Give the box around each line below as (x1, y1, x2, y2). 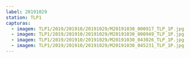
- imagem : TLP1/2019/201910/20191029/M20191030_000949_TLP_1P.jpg (11, 31, 184, 37)
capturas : (6, 20, 31, 26)
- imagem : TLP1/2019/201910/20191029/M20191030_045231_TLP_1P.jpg (11, 43, 184, 49)
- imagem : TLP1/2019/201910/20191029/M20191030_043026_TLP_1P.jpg (11, 37, 184, 43)
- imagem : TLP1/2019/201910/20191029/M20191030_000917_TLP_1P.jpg (11, 25, 184, 32)
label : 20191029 (6, 8, 47, 15)
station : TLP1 (6, 14, 42, 21)
